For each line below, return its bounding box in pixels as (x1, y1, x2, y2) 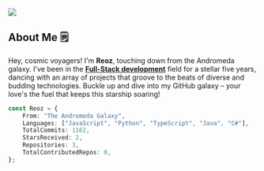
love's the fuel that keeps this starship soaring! (8, 89, 160, 99)
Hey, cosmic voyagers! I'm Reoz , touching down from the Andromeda (8, 55, 235, 65)
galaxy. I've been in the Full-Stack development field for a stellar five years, (8, 64, 257, 73)
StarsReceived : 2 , (22, 134, 83, 142)
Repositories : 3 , (22, 141, 80, 149)
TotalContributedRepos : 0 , (22, 149, 111, 157)
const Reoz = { (8, 104, 58, 113)
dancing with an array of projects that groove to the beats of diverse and (8, 72, 245, 82)
